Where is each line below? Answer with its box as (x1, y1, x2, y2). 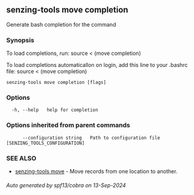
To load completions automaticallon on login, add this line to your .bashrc (6, 62, 188, 69)
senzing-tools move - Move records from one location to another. (14, 168, 178, 174)
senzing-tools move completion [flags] (6, 80, 107, 86)
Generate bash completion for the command (6, 21, 116, 28)
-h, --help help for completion (11, 107, 98, 113)
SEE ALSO (6, 154, 37, 162)
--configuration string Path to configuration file (22, 135, 161, 141)
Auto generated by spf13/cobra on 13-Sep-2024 (6, 181, 127, 189)
